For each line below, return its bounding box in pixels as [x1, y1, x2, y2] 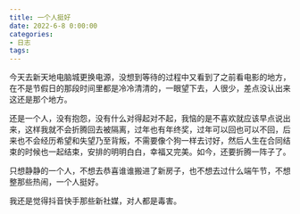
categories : [9, 29, 54, 38]
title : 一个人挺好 [9, 12, 71, 22]
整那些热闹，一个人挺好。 [9, 177, 104, 187]
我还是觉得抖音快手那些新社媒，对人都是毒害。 [9, 195, 181, 206]
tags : [9, 46, 29, 55]
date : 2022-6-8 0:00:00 [9, 21, 98, 30]
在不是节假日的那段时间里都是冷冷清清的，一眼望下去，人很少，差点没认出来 [9, 83, 291, 94]
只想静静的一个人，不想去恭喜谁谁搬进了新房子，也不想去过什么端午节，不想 [9, 166, 291, 177]
